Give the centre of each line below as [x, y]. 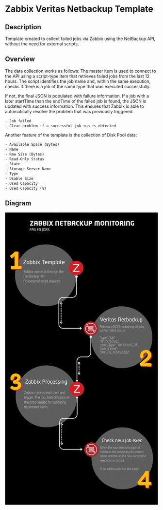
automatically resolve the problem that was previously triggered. [69, 111]
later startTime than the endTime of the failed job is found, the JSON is [76, 101]
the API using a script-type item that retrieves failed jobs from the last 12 [77, 76]
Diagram [18, 203]
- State [13, 164]
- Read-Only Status [25, 159]
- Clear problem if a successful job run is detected [61, 126]
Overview [20, 59]
